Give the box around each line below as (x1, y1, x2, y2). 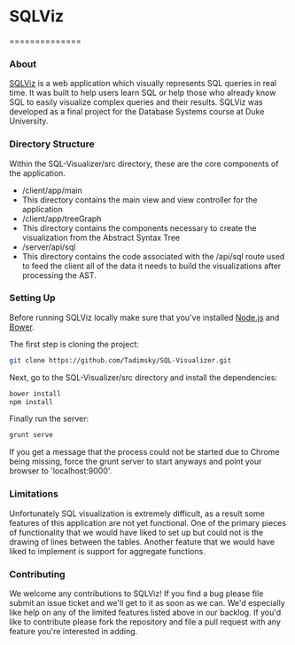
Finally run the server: (9, 413, 89, 424)
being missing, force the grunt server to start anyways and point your (9, 456, 262, 467)
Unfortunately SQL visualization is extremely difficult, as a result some (9, 508, 266, 519)
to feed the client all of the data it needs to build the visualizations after (21, 260, 282, 271)
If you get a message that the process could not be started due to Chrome (9, 447, 280, 458)
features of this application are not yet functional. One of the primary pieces (9, 517, 286, 528)
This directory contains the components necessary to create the (21, 222, 257, 233)
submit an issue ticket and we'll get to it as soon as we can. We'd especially (9, 597, 285, 608)
